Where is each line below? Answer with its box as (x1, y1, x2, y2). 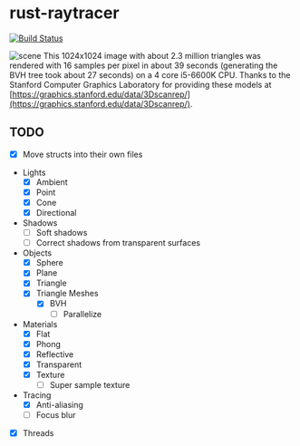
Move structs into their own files (22, 149, 143, 160)
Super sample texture (49, 379, 131, 390)
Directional (35, 208, 77, 218)
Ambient (35, 176, 68, 188)
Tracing (22, 389, 52, 401)
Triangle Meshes (35, 288, 99, 299)
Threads (22, 428, 54, 439)
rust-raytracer (9, 3, 120, 24)
